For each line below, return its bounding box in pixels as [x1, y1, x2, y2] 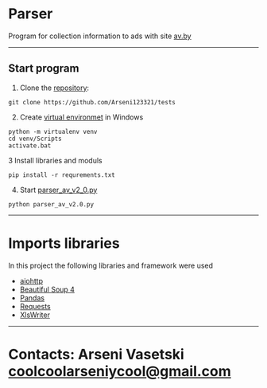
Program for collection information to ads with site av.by [8, 31, 192, 41]
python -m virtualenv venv [8, 127, 98, 135]
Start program [8, 61, 79, 76]
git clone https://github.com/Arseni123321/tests [8, 98, 176, 106]
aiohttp [19, 276, 44, 285]
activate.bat [8, 141, 52, 150]
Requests [19, 301, 51, 311]
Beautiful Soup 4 [19, 284, 75, 294]
